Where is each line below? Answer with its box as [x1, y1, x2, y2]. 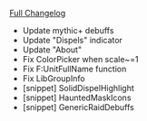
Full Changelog [9, 8, 66, 18]
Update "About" [22, 44, 83, 55]
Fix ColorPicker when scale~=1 [22, 54, 139, 64]
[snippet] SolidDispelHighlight [22, 83, 134, 93]
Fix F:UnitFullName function [22, 63, 127, 74]
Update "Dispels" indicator [22, 35, 122, 45]
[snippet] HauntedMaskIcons [22, 92, 132, 103]
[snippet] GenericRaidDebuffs [22, 102, 134, 112]
